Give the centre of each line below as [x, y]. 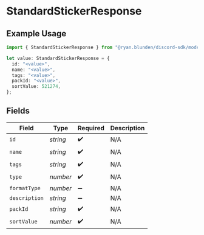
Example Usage [36, 34]
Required [91, 128]
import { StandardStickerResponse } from [59, 47]
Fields [18, 111]
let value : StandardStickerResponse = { [58, 58]
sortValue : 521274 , [36, 87]
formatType [25, 188]
